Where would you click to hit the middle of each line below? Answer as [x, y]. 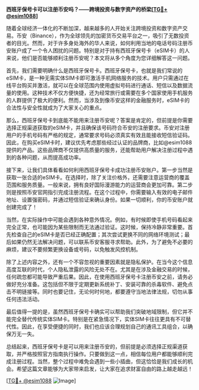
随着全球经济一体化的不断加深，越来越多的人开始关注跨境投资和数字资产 [94, 28]
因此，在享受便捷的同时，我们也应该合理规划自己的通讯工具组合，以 [105, 326]
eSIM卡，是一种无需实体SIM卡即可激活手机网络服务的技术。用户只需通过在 [97, 78]
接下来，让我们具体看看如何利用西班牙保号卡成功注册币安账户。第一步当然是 [99, 170]
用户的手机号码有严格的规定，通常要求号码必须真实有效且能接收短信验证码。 [99, 135]
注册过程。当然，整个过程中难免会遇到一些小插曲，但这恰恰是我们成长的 [99, 361]
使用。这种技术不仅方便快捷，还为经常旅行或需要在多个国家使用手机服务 [105, 93]
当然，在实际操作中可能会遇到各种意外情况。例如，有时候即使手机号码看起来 [99, 220]
